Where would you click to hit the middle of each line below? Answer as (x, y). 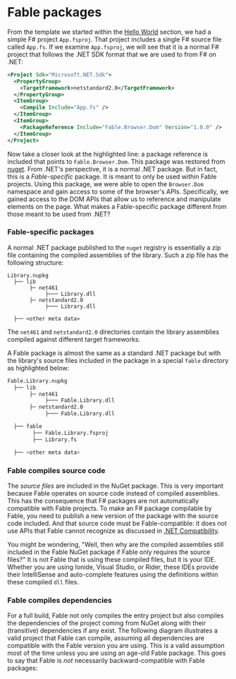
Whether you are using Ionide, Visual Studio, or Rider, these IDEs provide (113, 567)
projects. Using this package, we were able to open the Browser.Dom (106, 184)
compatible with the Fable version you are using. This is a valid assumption (116, 646)
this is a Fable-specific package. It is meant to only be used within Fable (112, 176)
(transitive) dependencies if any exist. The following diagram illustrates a (113, 631)
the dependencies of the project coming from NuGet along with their (107, 623)
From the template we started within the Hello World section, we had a (109, 32)
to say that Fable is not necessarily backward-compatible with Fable (106, 661)
